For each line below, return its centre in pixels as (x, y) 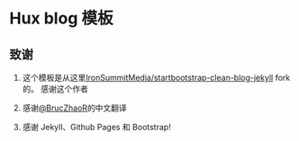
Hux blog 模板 (61, 18)
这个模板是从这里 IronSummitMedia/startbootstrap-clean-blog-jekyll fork (156, 78)
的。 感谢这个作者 (55, 89)
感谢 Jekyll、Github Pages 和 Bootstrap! (96, 127)
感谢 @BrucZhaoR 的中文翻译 (75, 108)
